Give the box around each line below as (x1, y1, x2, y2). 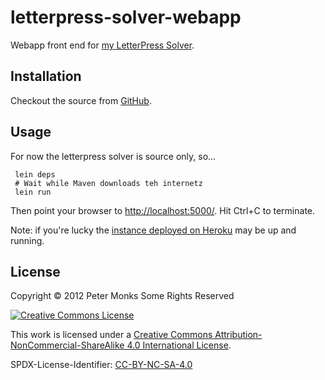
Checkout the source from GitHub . (10, 94, 152, 106)
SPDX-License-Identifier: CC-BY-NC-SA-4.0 (10, 359, 193, 371)
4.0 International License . (126, 339, 232, 351)
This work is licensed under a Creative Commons (10, 329, 213, 341)
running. (10, 234, 45, 246)
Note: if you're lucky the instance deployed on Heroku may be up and (10, 224, 297, 236)
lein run (14, 187, 52, 197)
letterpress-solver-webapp (10, 6, 242, 29)
